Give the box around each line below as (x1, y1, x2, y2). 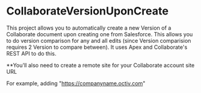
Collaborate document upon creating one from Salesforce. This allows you (6, 30, 193, 37)
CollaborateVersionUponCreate (6, 4, 169, 18)
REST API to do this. (6, 50, 57, 57)
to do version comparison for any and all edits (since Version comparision (6, 37, 191, 44)
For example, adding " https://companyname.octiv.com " (6, 80, 146, 87)
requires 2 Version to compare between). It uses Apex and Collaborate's (6, 43, 188, 51)
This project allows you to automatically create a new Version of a (6, 24, 172, 31)
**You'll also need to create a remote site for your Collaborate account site (6, 62, 195, 69)
